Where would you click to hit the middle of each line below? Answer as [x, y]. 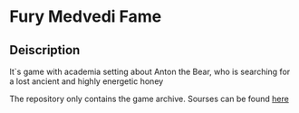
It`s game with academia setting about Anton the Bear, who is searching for [150, 71]
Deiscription [45, 50]
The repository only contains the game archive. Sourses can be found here [149, 99]
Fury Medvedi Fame [86, 17]
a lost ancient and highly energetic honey [87, 81]
